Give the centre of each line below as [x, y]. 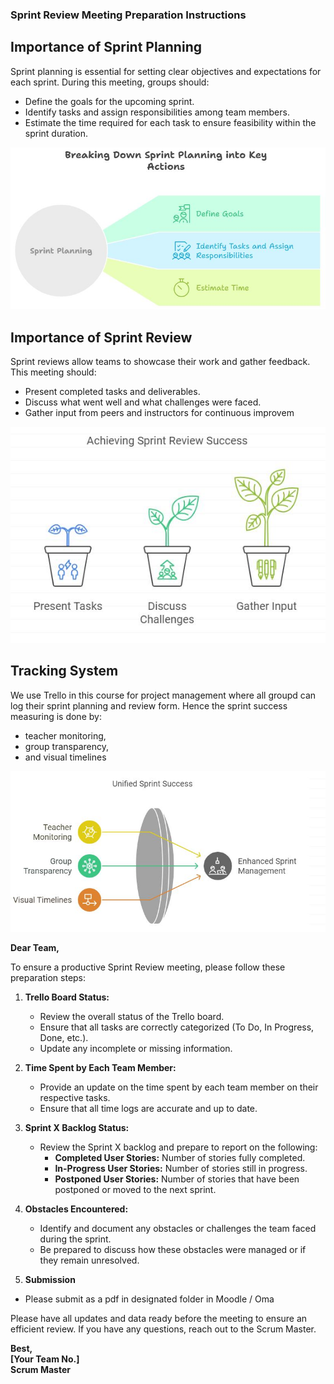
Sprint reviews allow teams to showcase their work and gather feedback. [160, 361]
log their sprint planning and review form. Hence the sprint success [149, 705]
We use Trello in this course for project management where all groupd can [163, 695]
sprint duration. [56, 133]
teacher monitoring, [65, 735]
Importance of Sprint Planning [106, 47]
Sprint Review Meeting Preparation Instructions [128, 15]
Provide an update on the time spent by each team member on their [179, 1087]
